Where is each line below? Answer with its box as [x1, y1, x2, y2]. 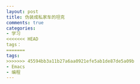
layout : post [6, 8, 39, 15]
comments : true [6, 20, 44, 25]
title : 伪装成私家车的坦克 [6, 14, 66, 20]
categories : [6, 25, 36, 31]
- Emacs [6, 63, 26, 70]
